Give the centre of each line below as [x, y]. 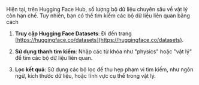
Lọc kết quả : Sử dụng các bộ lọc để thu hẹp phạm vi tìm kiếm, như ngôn [104, 69]
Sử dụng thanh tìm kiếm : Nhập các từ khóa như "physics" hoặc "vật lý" [103, 51]
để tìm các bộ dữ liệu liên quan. [54, 58]
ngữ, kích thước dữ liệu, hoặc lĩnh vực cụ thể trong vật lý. [85, 76]
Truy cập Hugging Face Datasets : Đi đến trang [73, 34]
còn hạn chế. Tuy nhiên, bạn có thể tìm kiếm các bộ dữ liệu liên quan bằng [98, 16]
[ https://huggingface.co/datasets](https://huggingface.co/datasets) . [99, 40]
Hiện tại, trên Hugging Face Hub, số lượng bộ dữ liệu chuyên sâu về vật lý [97, 9]
